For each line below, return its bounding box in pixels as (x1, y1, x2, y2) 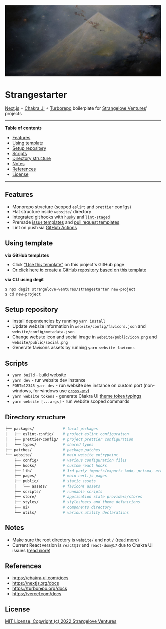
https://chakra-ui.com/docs (12, 575, 69, 581)
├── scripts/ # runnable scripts (14, 489, 103, 494)
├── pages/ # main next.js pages (14, 473, 107, 478)
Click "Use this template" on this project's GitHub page (12, 262, 124, 267)
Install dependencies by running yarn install (12, 318, 106, 324)
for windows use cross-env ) (33, 388, 90, 394)
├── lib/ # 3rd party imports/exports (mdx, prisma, (14, 469, 154, 473)
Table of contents (5, 125, 42, 131)
